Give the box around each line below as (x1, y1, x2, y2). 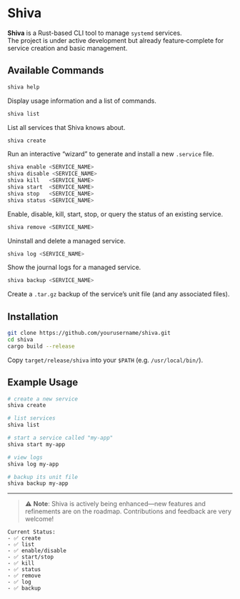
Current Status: (7, 528, 56, 536)
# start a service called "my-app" (7, 434, 114, 441)
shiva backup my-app (7, 480, 69, 487)
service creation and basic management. (7, 44, 128, 52)
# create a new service (7, 395, 79, 403)
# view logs (7, 453, 43, 461)
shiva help (7, 84, 40, 91)
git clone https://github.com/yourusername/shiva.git (7, 330, 171, 337)
